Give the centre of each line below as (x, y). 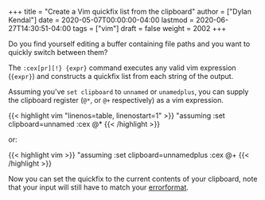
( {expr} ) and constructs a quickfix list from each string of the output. (121, 76)
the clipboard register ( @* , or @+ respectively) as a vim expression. (116, 100)
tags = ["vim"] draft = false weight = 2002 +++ (150, 28)
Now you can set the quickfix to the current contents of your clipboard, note (133, 179)
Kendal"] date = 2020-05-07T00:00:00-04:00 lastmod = (101, 20)
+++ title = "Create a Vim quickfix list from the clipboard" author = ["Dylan (130, 12)
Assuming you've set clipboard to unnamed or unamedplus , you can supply (129, 92)
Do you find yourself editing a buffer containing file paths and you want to (129, 44)
